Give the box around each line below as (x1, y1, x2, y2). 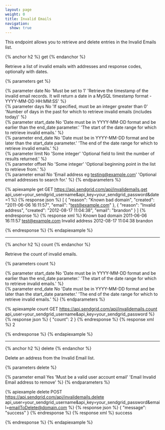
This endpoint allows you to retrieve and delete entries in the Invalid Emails (5, 39, 156, 45)
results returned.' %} (5, 156, 47, 162)
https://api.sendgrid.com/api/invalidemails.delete (5, 394, 105, 400)
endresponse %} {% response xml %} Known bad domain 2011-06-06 (5, 213, 147, 218)
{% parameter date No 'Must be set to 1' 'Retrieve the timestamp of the (5, 88, 149, 94)
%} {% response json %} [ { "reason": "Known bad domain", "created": (10, 197, 155, 203)
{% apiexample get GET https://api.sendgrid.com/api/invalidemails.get (5, 186, 147, 192)
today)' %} (5, 114, 27, 120)
